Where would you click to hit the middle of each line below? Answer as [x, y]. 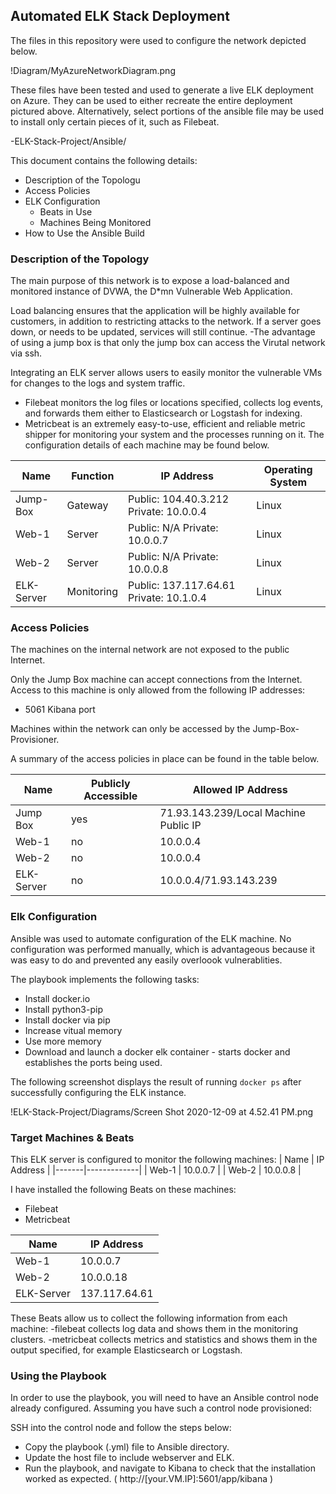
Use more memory [63, 1041]
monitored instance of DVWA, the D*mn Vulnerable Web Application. [151, 291]
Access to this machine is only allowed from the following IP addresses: [158, 690]
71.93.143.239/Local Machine [232, 813]
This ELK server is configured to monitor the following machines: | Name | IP [167, 1159]
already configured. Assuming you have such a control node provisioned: [161, 1408]
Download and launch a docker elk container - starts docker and [157, 1051]
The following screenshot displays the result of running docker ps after [156, 1081]
